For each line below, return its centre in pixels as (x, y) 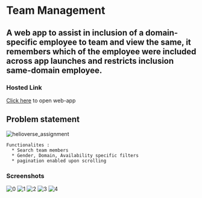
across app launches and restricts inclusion (90, 61)
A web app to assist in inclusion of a (75, 33)
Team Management (56, 11)
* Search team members (40, 150)
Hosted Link (24, 87)
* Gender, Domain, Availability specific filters (75, 155)
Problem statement (43, 119)
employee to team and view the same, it (115, 42)
